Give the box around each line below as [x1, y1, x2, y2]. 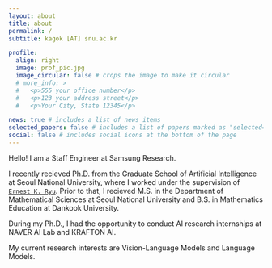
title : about [8, 19, 53, 27]
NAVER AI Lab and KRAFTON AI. [8, 227, 117, 237]
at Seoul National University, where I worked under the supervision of [8, 177, 240, 186]
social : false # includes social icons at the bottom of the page [8, 131, 237, 140]
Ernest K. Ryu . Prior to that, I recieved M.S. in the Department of [8, 186, 224, 195]
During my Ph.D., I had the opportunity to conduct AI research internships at [8, 219, 262, 228]
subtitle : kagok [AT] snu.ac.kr [8, 34, 117, 43]
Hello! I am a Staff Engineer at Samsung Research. [8, 153, 176, 162]
